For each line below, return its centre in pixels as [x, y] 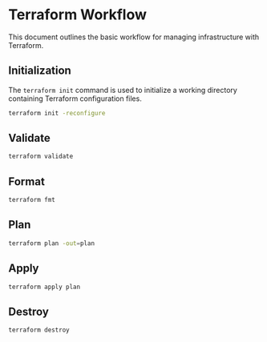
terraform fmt [32, 200]
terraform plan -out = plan [51, 243]
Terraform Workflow [77, 15]
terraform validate [41, 157]
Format [27, 181]
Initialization [40, 71]
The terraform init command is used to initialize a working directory [123, 90]
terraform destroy [39, 330]
